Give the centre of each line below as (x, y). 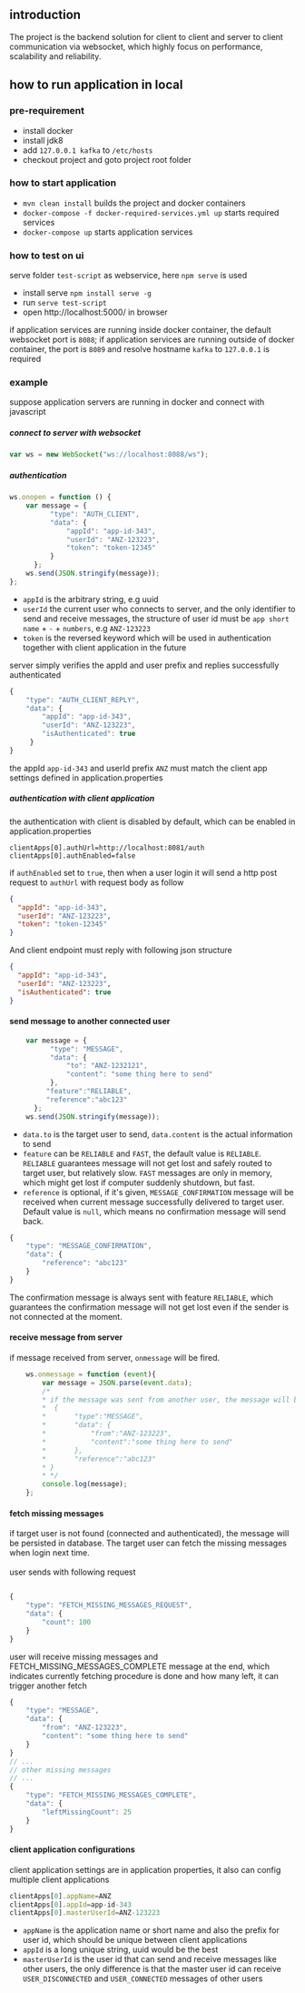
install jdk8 (43, 140)
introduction (45, 15)
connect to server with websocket (75, 432)
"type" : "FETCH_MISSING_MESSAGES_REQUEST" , (109, 1605)
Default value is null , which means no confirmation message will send (154, 1211)
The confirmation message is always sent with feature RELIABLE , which (142, 1297)
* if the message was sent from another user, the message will (166, 1400)
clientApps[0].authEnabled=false (73, 856)
